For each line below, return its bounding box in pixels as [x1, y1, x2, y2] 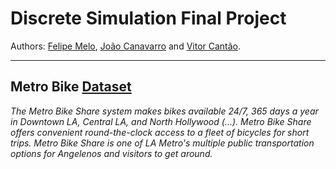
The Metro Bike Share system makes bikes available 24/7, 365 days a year [10, 105, 319, 117]
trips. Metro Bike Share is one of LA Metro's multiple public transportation [10, 137, 315, 149]
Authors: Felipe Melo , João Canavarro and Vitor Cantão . [10, 40, 242, 52]
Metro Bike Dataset [10, 78, 132, 96]
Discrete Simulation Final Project [10, 7, 287, 30]
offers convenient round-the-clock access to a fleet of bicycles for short [10, 126, 310, 138]
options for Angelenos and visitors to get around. [10, 147, 213, 159]
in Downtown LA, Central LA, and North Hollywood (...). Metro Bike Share [10, 115, 312, 127]
